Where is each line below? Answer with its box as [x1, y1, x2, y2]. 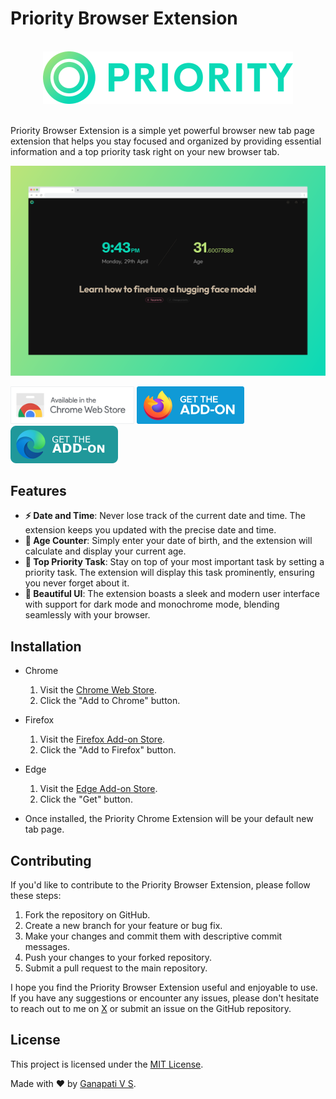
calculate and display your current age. [24, 545, 187, 557]
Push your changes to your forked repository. [24, 952, 213, 964]
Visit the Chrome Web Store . [39, 684, 158, 696]
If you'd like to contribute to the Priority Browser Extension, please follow [10, 879, 311, 891]
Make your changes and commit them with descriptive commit [24, 930, 283, 942]
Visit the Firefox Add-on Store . [39, 733, 166, 746]
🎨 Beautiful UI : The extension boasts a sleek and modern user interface [24, 588, 320, 600]
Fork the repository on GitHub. [24, 909, 151, 921]
